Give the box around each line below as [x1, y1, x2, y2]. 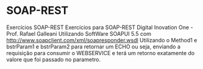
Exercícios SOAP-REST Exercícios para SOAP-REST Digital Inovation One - [6, 24, 193, 31]
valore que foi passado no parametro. [6, 56, 101, 63]
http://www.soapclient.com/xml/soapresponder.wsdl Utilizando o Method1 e [6, 36, 198, 44]
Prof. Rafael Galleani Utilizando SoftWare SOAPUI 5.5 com [6, 30, 151, 37]
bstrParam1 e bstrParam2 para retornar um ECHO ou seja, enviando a [6, 43, 181, 50]
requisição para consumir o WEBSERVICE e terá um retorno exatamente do [6, 49, 195, 56]
